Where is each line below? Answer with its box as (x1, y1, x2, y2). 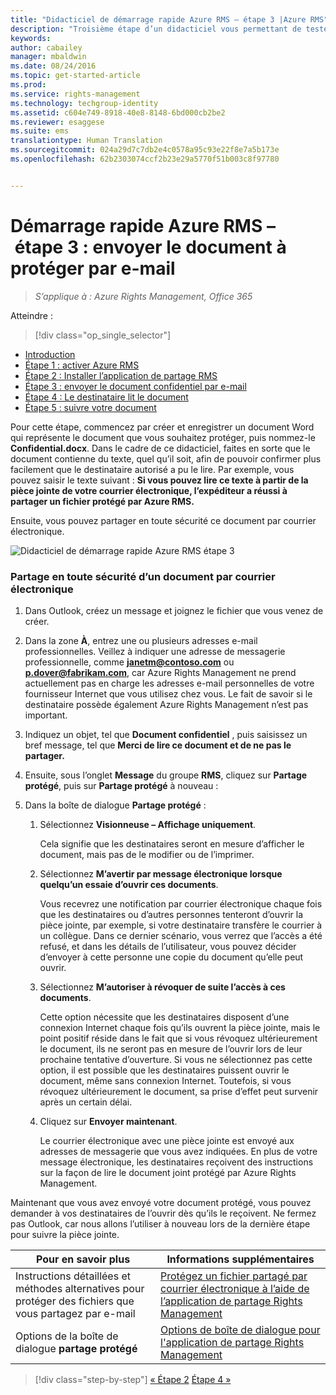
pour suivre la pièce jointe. (10, 1228, 120, 1240)
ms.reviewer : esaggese (10, 117, 105, 127)
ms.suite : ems (10, 126, 70, 136)
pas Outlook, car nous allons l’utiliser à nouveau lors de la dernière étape (10, 1217, 311, 1230)
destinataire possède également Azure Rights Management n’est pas (24, 698, 309, 710)
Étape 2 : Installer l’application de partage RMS (24, 369, 218, 381)
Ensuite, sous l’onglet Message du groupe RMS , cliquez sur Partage (24, 769, 308, 781)
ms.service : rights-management (10, 89, 141, 99)
